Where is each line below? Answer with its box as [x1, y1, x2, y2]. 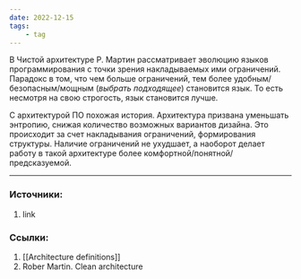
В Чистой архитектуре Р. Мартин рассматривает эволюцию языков [9, 55, 269, 65]
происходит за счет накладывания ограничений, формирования [9, 129, 256, 140]
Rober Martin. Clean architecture [21, 261, 143, 272]
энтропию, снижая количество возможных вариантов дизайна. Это [9, 119, 269, 130]
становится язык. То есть [185, 83, 284, 94]
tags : [9, 22, 30, 31]
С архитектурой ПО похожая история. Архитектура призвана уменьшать [9, 109, 289, 121]
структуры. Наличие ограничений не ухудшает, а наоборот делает [9, 138, 266, 149]
